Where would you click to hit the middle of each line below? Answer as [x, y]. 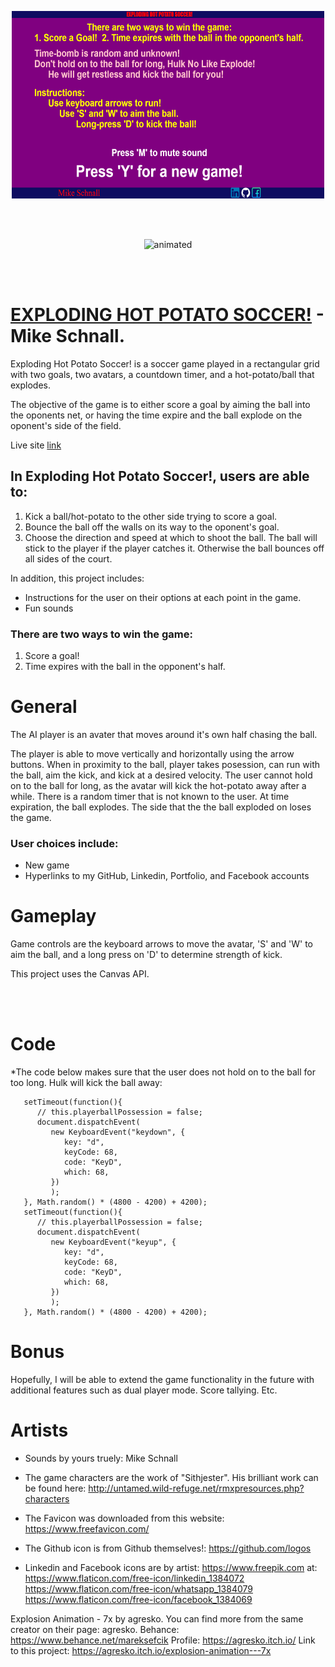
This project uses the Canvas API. [80, 974]
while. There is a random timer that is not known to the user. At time [150, 796]
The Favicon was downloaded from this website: [124, 1518]
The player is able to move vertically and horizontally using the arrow [152, 753]
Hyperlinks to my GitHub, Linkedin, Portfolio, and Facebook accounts [167, 876]
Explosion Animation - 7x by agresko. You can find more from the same [157, 1619]
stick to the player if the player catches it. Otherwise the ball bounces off [174, 548]
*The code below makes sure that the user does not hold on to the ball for [163, 1072]
